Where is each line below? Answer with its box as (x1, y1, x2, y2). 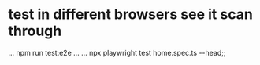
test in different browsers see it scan (8, 5, 254, 23)
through (8, 22, 62, 40)
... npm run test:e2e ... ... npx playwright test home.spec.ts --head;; (8, 48, 226, 57)
